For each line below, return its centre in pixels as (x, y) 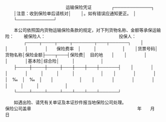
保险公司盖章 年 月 (80, 108)
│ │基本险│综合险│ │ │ (54, 61)
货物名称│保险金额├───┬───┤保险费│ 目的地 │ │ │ (76, 55)
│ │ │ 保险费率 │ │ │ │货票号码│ (82, 49)
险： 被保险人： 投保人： (71, 36)
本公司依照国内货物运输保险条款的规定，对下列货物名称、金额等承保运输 (87, 30)
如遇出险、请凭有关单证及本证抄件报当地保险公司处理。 (69, 102)
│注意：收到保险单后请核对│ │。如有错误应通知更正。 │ (75, 13)
